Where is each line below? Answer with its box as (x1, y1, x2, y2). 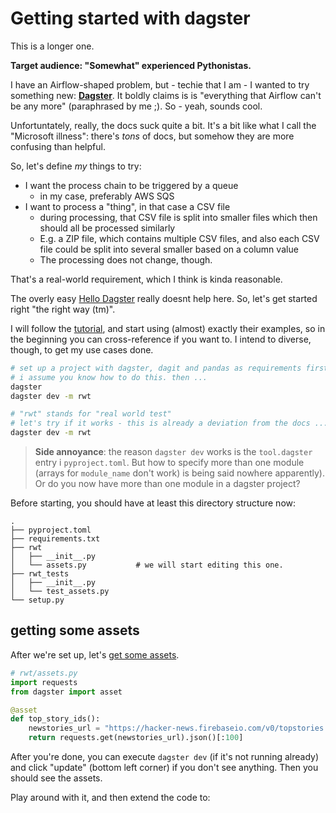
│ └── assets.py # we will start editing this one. (10, 560, 284, 571)
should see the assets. (10, 772, 103, 784)
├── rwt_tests (10, 569, 70, 579)
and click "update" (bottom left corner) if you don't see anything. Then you (10, 762, 319, 773)
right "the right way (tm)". (10, 303, 116, 315)
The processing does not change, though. (39, 253, 213, 266)
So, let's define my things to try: (10, 160, 142, 172)
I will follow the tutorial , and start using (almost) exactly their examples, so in (10, 322, 326, 334)
